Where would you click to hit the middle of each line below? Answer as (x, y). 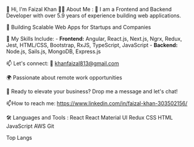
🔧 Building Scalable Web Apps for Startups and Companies (78, 27)
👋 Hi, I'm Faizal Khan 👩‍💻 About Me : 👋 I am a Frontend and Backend (89, 9)
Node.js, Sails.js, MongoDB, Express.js (54, 51)
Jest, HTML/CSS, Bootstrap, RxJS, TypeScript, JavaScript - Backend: (92, 45)
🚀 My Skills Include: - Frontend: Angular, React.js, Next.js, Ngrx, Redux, (94, 39)
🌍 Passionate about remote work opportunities (64, 77)
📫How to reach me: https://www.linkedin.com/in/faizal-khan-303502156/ (97, 103)
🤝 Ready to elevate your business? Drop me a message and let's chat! (92, 91)
